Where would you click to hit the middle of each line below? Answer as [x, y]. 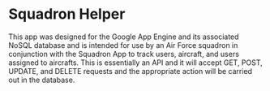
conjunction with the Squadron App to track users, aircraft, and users [124, 54]
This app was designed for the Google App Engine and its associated [124, 37]
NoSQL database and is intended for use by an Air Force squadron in [123, 45]
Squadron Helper [67, 14]
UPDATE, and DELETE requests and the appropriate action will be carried [131, 71]
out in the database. [42, 80]
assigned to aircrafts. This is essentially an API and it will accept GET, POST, [136, 63]
